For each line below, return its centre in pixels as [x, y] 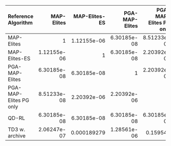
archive [17, 136]
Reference [21, 16]
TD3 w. [17, 130]
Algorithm [20, 23]
